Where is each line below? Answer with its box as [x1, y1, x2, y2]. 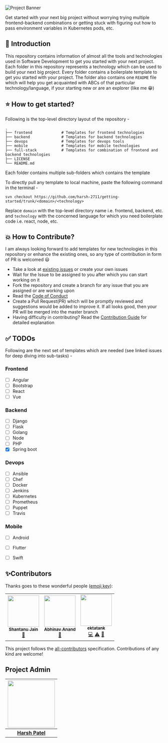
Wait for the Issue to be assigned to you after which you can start [12, 271, 147, 278]
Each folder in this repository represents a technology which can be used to [5, 63, 162, 70]
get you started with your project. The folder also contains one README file [5, 74, 157, 80]
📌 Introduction [5, 40, 51, 48]
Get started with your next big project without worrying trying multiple [5, 15, 149, 20]
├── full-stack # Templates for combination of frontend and [5, 147, 158, 153]
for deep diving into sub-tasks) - [5, 353, 73, 359]
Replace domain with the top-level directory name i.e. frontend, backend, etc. [5, 207, 163, 213]
